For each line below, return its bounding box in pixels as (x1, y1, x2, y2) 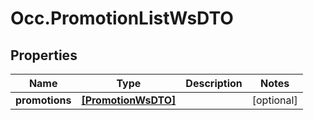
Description (185, 77, 243, 90)
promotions (15, 93, 72, 107)
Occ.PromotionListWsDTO (10, 7, 234, 30)
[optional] (251, 93, 298, 107)
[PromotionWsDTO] (81, 93, 177, 107)
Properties (10, 47, 78, 64)
